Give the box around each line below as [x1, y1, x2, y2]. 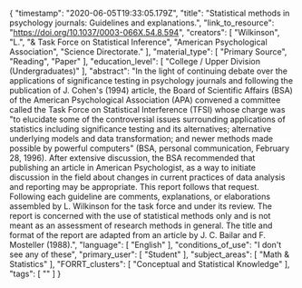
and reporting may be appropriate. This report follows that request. [9, 182, 260, 192]
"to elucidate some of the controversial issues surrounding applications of [9, 114, 286, 124]
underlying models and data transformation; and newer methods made [9, 134, 274, 144]
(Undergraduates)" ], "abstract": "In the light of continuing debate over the [9, 65, 288, 76]
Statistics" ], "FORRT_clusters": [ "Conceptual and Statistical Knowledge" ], [9, 259, 290, 269]
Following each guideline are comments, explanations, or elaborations [9, 191, 270, 202]
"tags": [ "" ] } [9, 268, 62, 279]
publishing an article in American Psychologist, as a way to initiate [9, 163, 257, 173]
